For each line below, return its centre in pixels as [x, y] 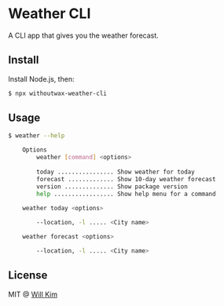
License [28, 275]
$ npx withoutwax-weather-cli [58, 93]
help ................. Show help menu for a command [126, 194]
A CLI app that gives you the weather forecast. [83, 35]
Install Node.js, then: [41, 78]
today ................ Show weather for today [116, 172]
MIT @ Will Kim [33, 294]
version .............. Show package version [112, 186]
